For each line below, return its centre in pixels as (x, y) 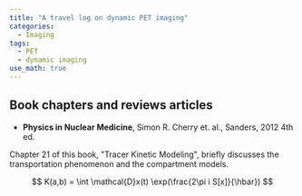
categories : (32, 26)
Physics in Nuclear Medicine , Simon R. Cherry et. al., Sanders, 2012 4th (158, 127)
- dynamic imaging (53, 60)
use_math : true (38, 69)
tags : (19, 43)
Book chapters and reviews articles (111, 105)
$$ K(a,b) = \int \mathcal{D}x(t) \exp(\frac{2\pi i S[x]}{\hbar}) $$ (152, 181)
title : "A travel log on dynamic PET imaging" (99, 18)
